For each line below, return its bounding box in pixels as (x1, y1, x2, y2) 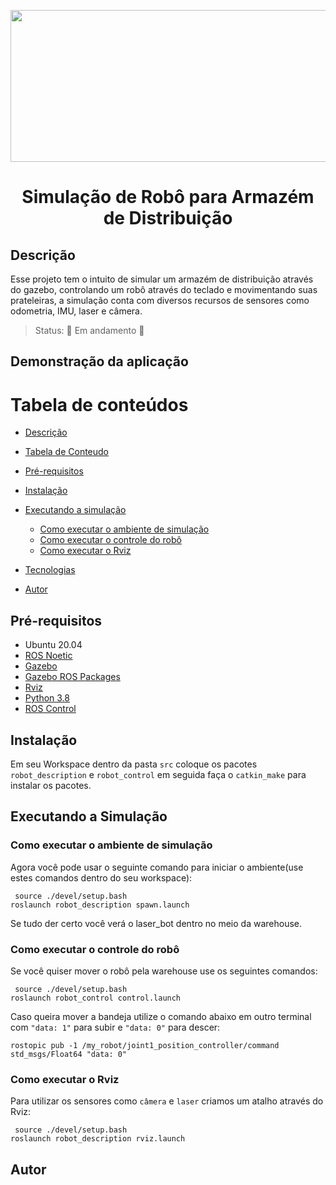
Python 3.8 (24, 692, 70, 704)
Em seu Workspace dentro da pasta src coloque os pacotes (10, 758, 258, 770)
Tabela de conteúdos (10, 393, 189, 416)
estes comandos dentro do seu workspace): (10, 871, 193, 884)
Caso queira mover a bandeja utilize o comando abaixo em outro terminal (10, 1010, 312, 1022)
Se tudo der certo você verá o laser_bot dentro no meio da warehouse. (10, 917, 303, 929)
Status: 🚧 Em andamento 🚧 (34, 325, 145, 336)
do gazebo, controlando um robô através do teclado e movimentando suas (10, 284, 318, 295)
